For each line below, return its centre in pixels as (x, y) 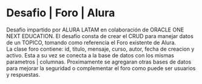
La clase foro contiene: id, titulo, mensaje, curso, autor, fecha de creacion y (100, 49)
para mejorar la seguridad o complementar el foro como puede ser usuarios (101, 68)
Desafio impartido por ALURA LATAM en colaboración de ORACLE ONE (95, 30)
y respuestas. (23, 74)
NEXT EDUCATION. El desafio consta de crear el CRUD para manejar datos (100, 36)
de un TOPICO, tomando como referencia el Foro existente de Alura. (91, 42)
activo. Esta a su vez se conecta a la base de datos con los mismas (90, 55)
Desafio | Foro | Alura (61, 13)
